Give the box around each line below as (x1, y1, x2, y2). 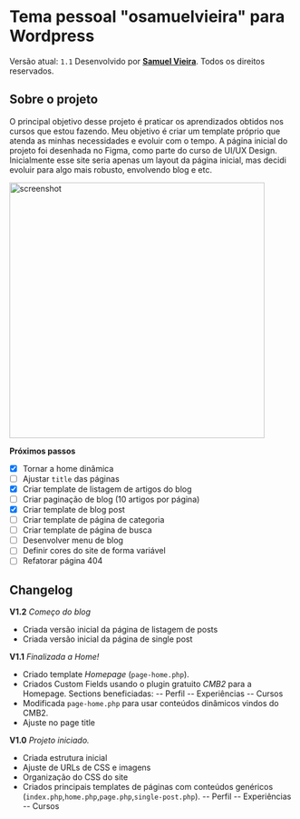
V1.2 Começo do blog (9, 606, 92, 617)
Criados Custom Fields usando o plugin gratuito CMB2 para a (22, 679, 252, 690)
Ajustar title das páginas (22, 473, 120, 484)
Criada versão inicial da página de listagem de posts (22, 624, 218, 635)
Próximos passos (9, 445, 76, 456)
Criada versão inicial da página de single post (22, 634, 193, 644)
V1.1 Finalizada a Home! (9, 652, 100, 663)
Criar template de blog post (22, 504, 125, 514)
